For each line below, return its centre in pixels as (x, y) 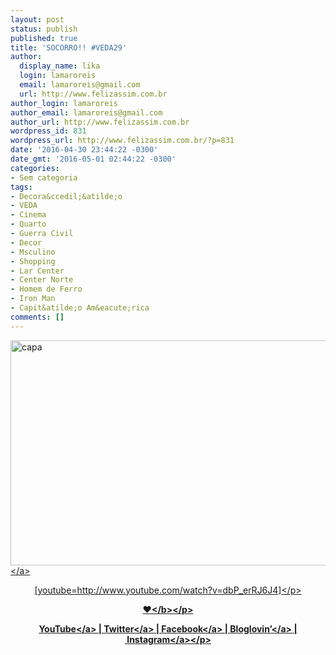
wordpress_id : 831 (48, 131)
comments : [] (37, 317)
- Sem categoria (44, 177)
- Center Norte (42, 280)
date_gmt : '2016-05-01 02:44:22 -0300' (93, 159)
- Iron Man (33, 299)
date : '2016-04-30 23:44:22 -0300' (84, 150)
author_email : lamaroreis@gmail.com (86, 112)
